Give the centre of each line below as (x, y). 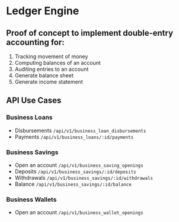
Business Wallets (31, 199)
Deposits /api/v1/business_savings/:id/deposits (75, 171)
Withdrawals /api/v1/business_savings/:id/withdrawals (84, 177)
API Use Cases (34, 100)
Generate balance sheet (44, 75)
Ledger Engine (43, 11)
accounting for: (35, 42)
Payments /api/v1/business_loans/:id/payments (74, 137)
